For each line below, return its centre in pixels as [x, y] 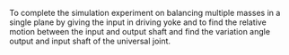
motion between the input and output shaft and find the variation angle [140, 31]
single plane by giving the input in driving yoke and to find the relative [138, 22]
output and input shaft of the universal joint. [90, 41]
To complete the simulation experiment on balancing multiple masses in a [145, 13]
